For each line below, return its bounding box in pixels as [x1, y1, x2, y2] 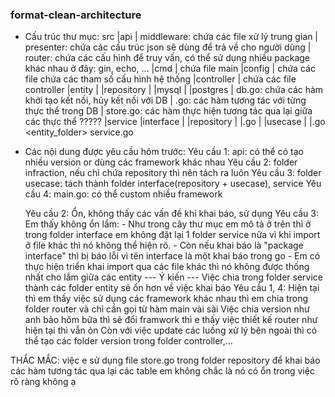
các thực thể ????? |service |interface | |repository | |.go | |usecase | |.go [24, 116, 326, 128]
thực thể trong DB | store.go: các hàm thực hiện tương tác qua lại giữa [24, 105, 313, 117]
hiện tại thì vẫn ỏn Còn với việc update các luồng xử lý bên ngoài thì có [24, 324, 318, 337]
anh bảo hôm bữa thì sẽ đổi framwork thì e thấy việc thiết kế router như [24, 314, 318, 326]
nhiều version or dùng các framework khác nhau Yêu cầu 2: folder [24, 156, 298, 168]
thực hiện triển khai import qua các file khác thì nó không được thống [24, 261, 310, 273]
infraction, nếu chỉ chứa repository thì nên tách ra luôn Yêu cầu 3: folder [24, 167, 322, 179]
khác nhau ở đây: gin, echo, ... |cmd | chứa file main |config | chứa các [24, 63, 316, 75]
